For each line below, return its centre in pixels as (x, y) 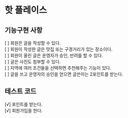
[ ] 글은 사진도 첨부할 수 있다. (33, 62)
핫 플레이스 (26, 10)
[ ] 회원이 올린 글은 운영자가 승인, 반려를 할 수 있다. (54, 56)
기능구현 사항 (24, 30)
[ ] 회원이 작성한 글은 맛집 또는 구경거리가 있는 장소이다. (59, 49)
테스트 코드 (21, 91)
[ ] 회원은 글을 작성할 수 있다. (33, 43)
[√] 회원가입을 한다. (24, 111)
